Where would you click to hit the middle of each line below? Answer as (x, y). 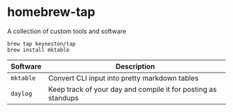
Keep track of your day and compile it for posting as (132, 89)
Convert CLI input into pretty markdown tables (123, 78)
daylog (21, 93)
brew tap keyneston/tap (42, 44)
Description (135, 66)
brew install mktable (38, 50)
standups (63, 97)
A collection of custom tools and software (67, 31)
